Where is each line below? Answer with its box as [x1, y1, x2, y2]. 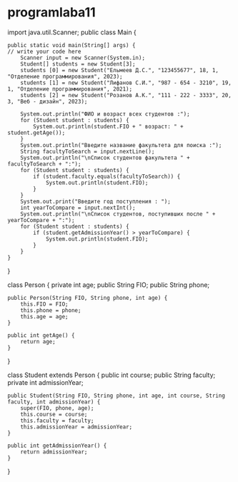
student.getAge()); [7, 129, 66, 136]
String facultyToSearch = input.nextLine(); [20, 148, 155, 155]
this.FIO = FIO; [20, 301, 69, 308]
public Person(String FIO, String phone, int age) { [7, 294, 168, 301]
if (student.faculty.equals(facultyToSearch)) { [33, 173, 181, 180]
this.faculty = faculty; [20, 417, 94, 424]
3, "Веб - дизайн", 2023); [7, 98, 88, 105]
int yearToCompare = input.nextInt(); [20, 204, 136, 211]
